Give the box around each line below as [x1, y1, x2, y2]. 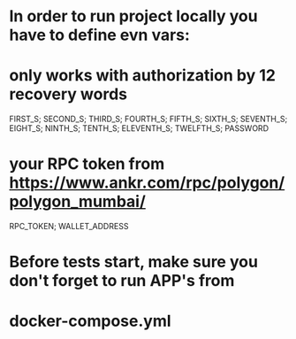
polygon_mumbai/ [9, 192, 146, 212]
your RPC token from [9, 154, 165, 174]
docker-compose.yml [9, 312, 171, 331]
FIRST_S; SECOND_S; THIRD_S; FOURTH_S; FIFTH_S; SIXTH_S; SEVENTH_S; [9, 113, 288, 125]
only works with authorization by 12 [9, 65, 277, 86]
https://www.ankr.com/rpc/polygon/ [9, 173, 285, 193]
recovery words [9, 84, 128, 104]
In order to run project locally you [9, 6, 258, 27]
